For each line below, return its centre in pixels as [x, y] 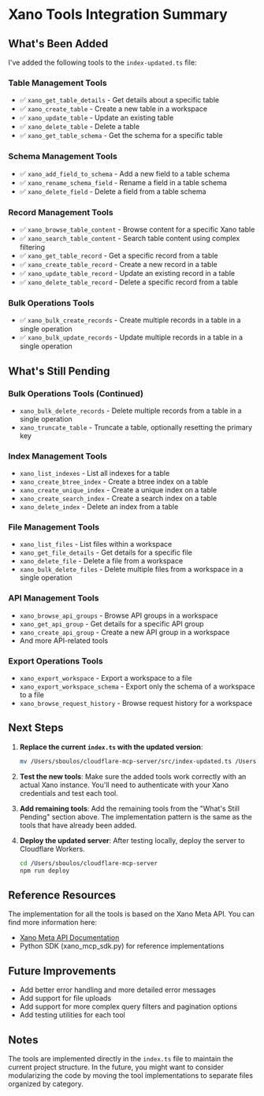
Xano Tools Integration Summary [118, 15]
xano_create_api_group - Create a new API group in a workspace [125, 632]
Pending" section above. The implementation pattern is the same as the [136, 816]
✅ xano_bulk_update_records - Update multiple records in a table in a [131, 337]
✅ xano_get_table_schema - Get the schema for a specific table [121, 136]
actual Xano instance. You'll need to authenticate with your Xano [124, 785]
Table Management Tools [58, 83]
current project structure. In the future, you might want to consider [116, 1067]
